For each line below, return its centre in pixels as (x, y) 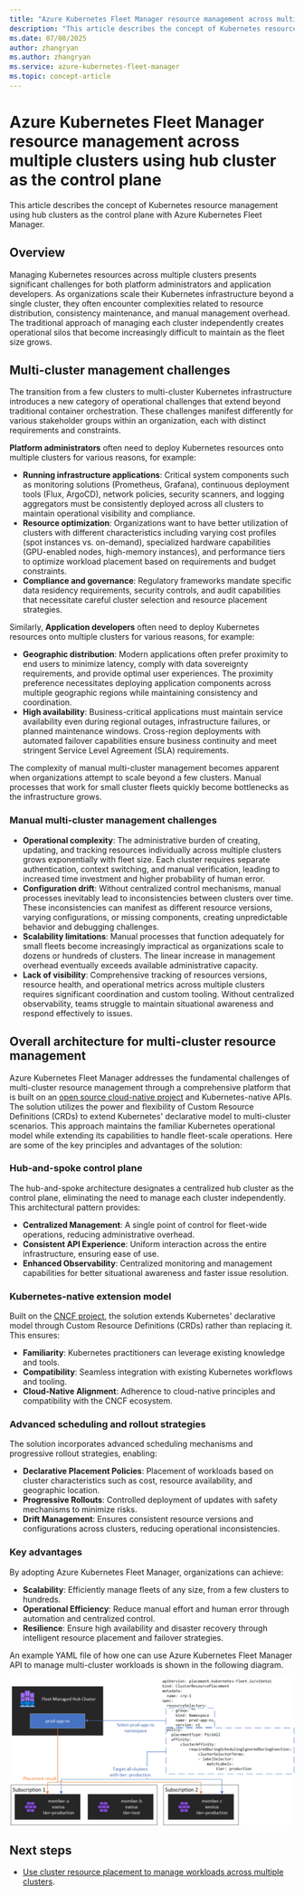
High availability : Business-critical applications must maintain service (152, 712)
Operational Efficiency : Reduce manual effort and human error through (156, 1609)
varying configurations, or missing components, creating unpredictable (155, 917)
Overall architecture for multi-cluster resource (143, 1042)
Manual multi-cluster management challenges (113, 821)
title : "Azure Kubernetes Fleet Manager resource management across (141, 19)
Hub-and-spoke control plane (76, 1168)
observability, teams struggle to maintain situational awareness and (148, 1004)
